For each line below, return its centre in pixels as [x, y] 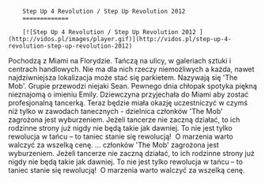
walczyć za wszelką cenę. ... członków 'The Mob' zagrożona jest [114, 145]
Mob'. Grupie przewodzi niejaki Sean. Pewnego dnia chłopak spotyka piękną [132, 86]
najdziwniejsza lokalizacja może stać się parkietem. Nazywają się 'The [123, 78]
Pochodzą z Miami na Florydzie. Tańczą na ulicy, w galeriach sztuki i [120, 61]
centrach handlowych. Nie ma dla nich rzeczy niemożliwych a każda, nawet [131, 69]
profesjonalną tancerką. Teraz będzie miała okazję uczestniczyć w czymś [128, 103]
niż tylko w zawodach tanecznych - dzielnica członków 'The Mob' [115, 111]
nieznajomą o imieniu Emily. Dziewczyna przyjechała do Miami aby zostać [129, 94]
